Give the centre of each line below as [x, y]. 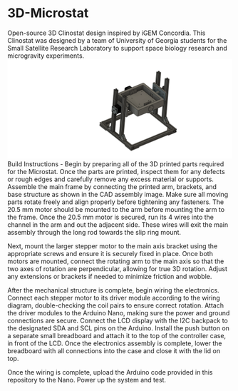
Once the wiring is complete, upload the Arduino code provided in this [110, 372]
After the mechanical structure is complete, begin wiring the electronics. [113, 290]
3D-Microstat [48, 13]
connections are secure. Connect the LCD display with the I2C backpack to [118, 320]
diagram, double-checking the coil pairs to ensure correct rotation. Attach [116, 305]
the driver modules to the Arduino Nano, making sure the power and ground [119, 313]
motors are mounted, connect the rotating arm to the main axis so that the [116, 261]
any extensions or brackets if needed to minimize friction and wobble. [110, 276]
